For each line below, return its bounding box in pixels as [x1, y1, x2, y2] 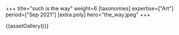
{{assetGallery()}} [5, 23, 49, 29]
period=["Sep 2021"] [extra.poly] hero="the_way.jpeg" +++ [5, 11, 151, 18]
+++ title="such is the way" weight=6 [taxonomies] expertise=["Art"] [5, 5, 174, 12]
